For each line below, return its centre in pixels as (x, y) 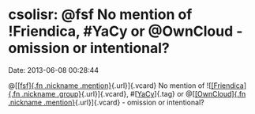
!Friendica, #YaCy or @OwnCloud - (126, 31)
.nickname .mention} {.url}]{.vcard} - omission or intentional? (106, 102)
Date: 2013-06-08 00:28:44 (54, 70)
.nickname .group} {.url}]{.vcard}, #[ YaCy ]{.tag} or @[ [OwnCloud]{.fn (134, 93)
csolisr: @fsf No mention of (100, 15)
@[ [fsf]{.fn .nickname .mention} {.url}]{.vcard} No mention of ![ (110, 85)
